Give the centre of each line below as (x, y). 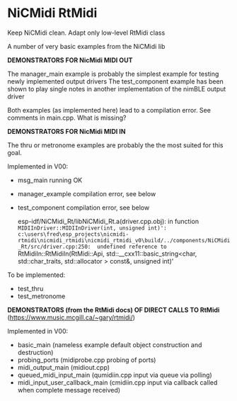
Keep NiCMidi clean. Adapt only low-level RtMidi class (86, 33)
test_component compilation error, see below (83, 208)
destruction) (35, 352)
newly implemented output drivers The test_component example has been (116, 81)
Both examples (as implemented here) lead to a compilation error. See (109, 110)
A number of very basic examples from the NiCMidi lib (86, 46)
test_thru (30, 288)
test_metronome (41, 296)
